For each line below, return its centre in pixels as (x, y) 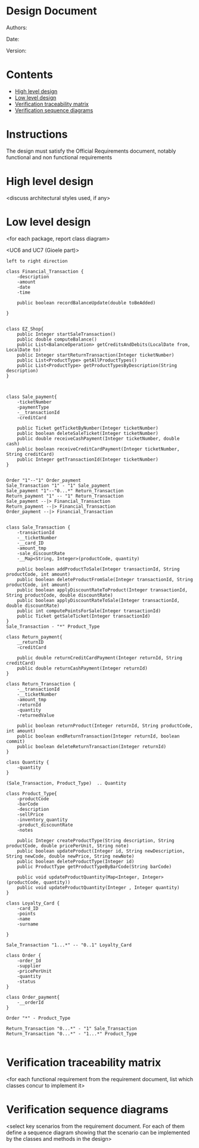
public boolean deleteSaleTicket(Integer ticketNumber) (88, 433)
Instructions (37, 135)
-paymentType (33, 407)
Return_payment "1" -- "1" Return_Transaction (65, 496)
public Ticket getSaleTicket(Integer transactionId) (84, 616)
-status (26, 982)
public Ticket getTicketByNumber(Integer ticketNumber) (88, 428)
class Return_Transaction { (41, 684)
